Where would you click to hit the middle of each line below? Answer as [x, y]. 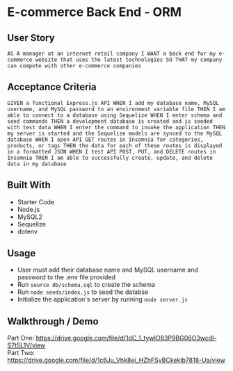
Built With [29, 185]
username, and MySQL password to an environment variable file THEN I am [116, 109]
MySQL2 [30, 217]
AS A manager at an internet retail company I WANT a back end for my [112, 53]
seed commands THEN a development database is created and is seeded [110, 121]
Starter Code [35, 201]
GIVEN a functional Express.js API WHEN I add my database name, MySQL [113, 103]
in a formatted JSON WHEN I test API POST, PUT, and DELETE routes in [112, 151]
